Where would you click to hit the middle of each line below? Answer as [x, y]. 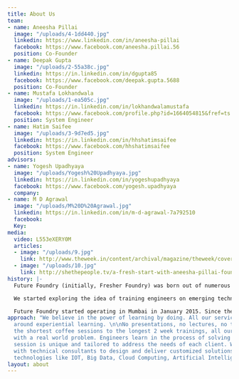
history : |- [25, 279]
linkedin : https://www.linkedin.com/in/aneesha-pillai [97, 41]
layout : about [28, 364]
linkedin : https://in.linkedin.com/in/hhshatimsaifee [95, 140]
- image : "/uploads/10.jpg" [55, 266]
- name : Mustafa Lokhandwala [51, 93]
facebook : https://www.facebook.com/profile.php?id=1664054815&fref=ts [122, 113]
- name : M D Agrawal [38, 199]
